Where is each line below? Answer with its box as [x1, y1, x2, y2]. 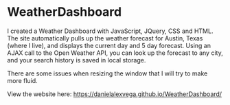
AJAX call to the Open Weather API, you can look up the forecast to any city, [7, 49, 223, 57]
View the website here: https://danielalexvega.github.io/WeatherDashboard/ [7, 90, 222, 98]
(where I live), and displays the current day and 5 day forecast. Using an [7, 41, 211, 49]
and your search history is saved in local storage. [7, 56, 146, 64]
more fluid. [7, 76, 38, 84]
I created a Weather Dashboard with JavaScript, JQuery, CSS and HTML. [7, 27, 214, 35]
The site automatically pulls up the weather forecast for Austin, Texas [7, 34, 203, 42]
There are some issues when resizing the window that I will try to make [7, 69, 208, 78]
